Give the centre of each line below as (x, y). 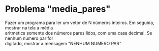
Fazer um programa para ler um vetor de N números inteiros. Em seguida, (79, 23)
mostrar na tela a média (29, 27)
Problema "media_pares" (58, 9)
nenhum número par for (29, 38)
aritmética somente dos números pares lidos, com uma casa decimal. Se (79, 33)
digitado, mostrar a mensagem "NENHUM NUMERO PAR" (63, 43)
